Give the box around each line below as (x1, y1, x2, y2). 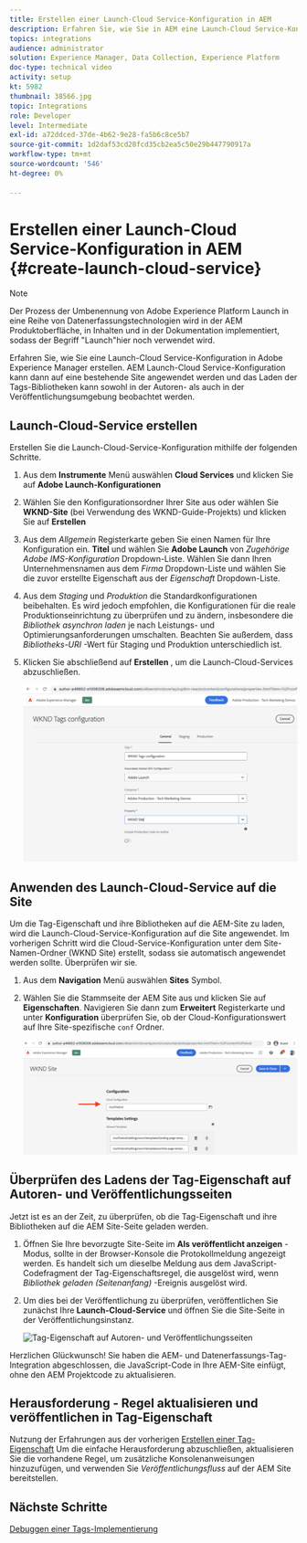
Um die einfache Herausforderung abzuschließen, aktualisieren (56, 1443, 294, 1454)
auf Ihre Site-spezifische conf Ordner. (22, 1021, 164, 1032)
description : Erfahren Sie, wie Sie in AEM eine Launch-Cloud (9, 24, 251, 34)
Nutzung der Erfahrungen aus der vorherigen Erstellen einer (9, 1434, 236, 1445)
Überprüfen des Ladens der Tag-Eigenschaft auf (9, 1172, 291, 1188)
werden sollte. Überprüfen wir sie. (9, 957, 138, 968)
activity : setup (9, 73, 71, 82)
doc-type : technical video (9, 63, 112, 72)
